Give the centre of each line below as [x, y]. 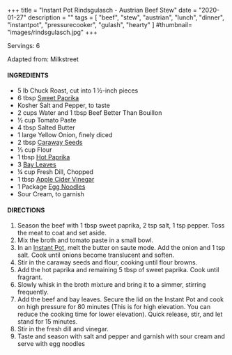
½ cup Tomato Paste [47, 120]
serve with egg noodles [51, 344]
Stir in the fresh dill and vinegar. [63, 329]
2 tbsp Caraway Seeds [50, 143]
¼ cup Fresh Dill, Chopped [55, 172]
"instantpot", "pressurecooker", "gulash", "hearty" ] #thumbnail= [100, 25]
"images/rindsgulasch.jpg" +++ [52, 32]
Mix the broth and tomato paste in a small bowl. [85, 240]
